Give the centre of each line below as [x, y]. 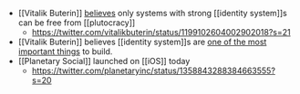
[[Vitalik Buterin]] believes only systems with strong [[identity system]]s [152, 13]
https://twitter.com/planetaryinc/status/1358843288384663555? [154, 70]
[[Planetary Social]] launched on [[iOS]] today [104, 61]
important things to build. [65, 52]
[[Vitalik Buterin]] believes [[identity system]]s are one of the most [142, 42]
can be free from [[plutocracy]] [77, 23]
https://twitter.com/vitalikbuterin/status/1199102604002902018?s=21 [161, 32]
